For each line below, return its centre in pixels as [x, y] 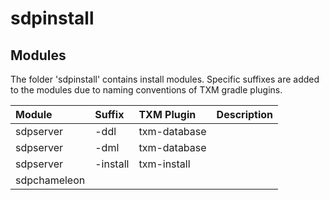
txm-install [164, 164]
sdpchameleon [50, 180]
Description [245, 114]
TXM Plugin [167, 114]
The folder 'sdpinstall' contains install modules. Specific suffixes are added [165, 79]
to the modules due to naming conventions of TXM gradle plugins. [146, 90]
